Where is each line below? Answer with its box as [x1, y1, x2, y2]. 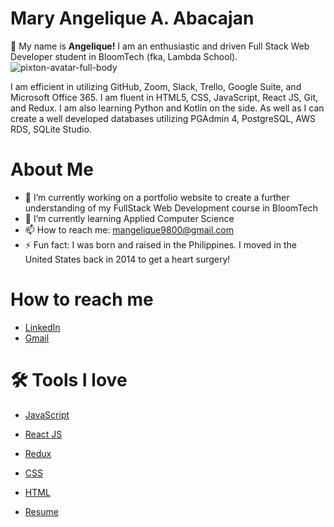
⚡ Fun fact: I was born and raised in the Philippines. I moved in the [24, 238, 297, 251]
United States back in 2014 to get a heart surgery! [24, 253, 231, 265]
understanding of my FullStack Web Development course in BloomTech [24, 202, 318, 214]
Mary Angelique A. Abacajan [10, 7, 255, 30]
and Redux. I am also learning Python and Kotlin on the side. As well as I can [10, 102, 325, 114]
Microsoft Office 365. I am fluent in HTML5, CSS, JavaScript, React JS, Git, [10, 91, 319, 103]
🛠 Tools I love [10, 369, 128, 391]
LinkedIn [24, 321, 61, 333]
